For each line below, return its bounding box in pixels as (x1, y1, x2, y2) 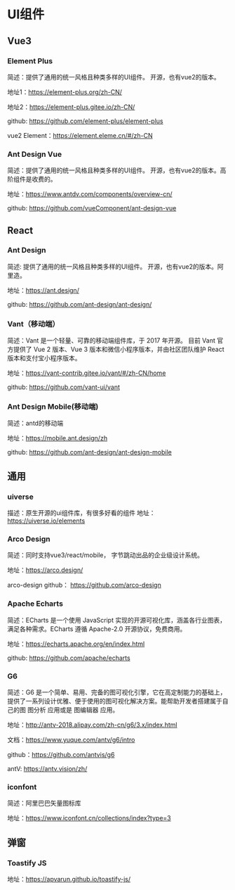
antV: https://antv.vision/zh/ (7, 765, 88, 773)
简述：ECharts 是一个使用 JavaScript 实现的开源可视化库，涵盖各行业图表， (7, 616, 227, 624)
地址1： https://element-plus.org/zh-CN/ (7, 87, 123, 96)
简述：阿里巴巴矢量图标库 (7, 799, 81, 808)
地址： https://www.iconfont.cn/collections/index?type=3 (7, 814, 171, 822)
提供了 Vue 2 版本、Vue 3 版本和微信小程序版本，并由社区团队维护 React (13, 345, 224, 354)
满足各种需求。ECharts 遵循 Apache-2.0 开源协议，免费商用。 (7, 624, 187, 633)
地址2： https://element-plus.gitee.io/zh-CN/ (7, 103, 135, 111)
